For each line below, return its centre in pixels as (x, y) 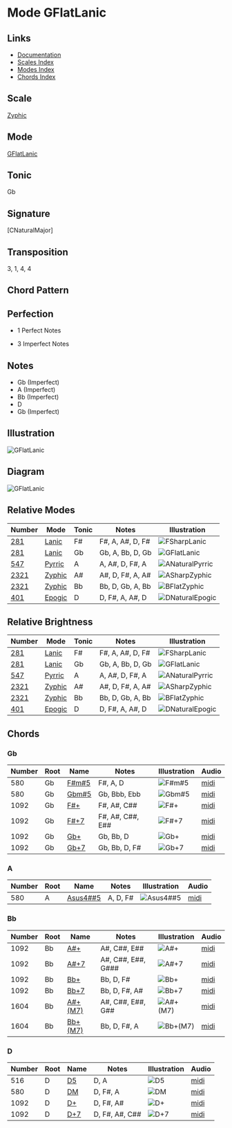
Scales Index (35, 62)
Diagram (26, 472)
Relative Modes (41, 510)
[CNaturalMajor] (30, 230)
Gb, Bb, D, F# (119, 848)
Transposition (38, 252)
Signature (29, 213)
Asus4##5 (84, 898)
